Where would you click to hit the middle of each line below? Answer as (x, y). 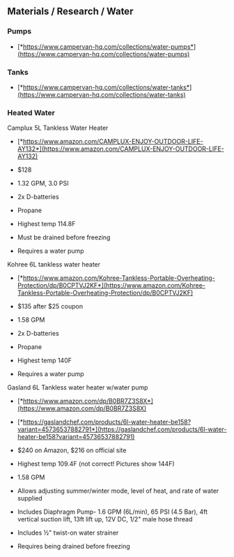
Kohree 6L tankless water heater (54, 265)
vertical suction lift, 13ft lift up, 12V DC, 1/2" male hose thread (105, 519)
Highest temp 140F (44, 361)
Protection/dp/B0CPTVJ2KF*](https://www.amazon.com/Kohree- (111, 285)
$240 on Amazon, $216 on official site (72, 450)
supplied (30, 498)
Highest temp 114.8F (46, 224)
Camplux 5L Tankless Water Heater (58, 128)
